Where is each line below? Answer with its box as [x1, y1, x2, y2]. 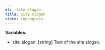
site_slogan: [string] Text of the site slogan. [12, 39, 101, 45]
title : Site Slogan [5, 12, 46, 17]
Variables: [5, 30, 27, 36]
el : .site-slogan [5, 7, 41, 12]
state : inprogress [5, 16, 43, 21]
